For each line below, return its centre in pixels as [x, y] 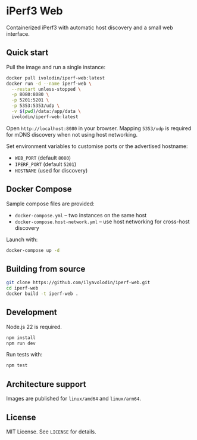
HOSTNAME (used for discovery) [51, 170]
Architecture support [46, 384]
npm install [21, 338]
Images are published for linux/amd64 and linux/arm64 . [74, 399]
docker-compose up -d [33, 250]
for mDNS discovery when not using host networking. [72, 134]
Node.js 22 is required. [34, 327]
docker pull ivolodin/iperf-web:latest [56, 78]
